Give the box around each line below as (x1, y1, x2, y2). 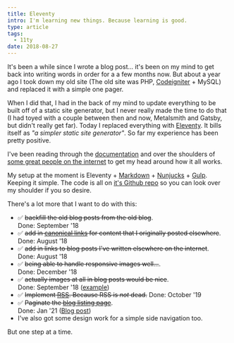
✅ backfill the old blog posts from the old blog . (17, 213, 154, 222)
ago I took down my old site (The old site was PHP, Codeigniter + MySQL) (7, 78, 221, 85)
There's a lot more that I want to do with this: (7, 200, 137, 208)
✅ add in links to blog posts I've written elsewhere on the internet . (17, 244, 209, 253)
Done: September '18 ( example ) (17, 283, 110, 291)
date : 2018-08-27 (7, 43, 58, 50)
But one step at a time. (7, 327, 73, 336)
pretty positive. (7, 136, 51, 145)
